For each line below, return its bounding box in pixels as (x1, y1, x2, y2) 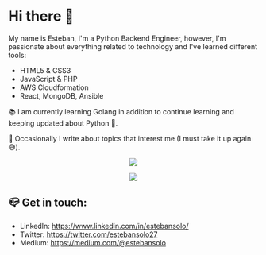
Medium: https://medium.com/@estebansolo (19, 238, 167, 247)
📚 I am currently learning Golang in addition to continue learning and (8, 106, 234, 116)
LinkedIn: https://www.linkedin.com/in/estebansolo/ (19, 221, 189, 230)
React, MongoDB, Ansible (19, 91, 104, 100)
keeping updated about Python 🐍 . (8, 118, 118, 128)
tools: (8, 50, 27, 60)
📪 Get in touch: (8, 196, 87, 210)
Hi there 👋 (8, 7, 74, 25)
